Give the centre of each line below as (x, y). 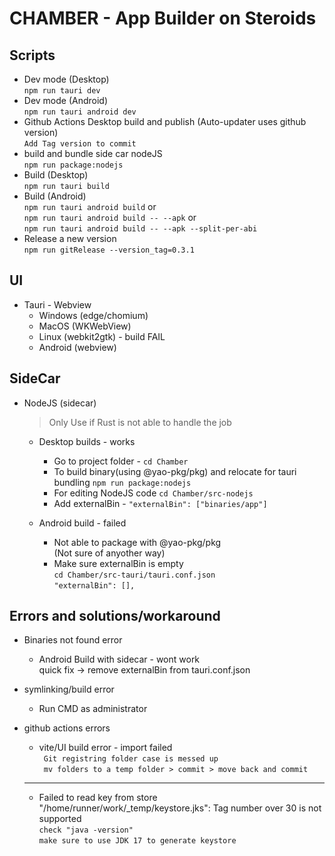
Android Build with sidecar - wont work (119, 659)
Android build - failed (82, 523)
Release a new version (70, 238)
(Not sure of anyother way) (109, 553)
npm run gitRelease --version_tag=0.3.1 (109, 250)
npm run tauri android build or (90, 206)
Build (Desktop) (56, 175)
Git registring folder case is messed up (131, 759)
